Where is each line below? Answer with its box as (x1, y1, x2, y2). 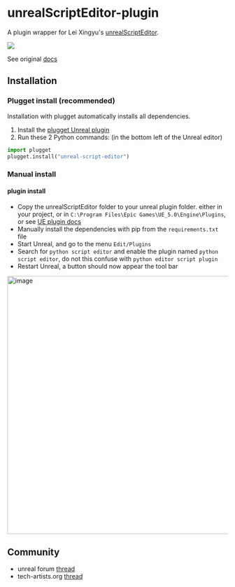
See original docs (7, 55, 58, 63)
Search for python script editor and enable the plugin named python (17, 247, 219, 255)
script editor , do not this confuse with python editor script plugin (17, 254, 218, 263)
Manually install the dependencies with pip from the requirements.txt (17, 225, 219, 233)
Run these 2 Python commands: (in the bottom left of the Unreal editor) (17, 133, 222, 141)
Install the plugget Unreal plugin (17, 125, 110, 134)
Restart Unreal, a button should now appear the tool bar (17, 262, 178, 270)
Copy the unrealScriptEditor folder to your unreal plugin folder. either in (17, 202, 222, 211)
